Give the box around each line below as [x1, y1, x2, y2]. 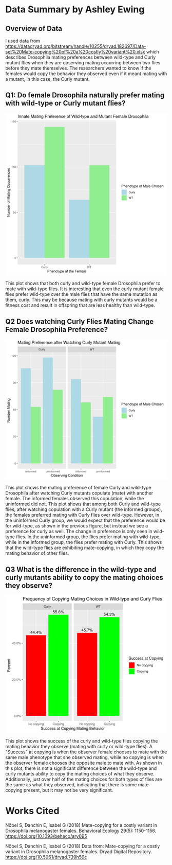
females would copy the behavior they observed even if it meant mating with [5, 70, 167, 77]
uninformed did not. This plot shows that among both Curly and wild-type [5, 501, 161, 507]
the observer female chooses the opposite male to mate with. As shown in [5, 760, 162, 766]
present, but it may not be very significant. [23, 787, 113, 793]
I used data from [5, 38, 40, 44]
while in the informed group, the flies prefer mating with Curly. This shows [5, 539, 162, 545]
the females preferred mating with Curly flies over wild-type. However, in [5, 512, 160, 518]
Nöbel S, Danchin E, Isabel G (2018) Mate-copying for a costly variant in [5, 822, 158, 828]
